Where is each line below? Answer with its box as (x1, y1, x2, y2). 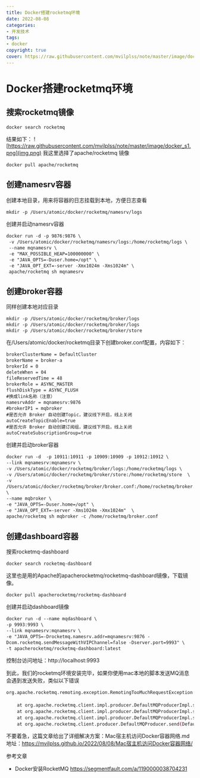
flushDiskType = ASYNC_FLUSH (6, 387, 79, 393)
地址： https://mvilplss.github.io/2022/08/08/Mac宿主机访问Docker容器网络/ (6, 740, 193, 747)
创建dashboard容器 (6, 531, 79, 542)
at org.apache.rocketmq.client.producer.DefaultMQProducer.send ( (17, 721, 183, 727)
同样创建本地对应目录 (6, 303, 58, 310)
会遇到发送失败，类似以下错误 (6, 677, 79, 684)
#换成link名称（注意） (6, 394, 55, 400)
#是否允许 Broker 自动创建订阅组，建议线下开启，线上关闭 (6, 424, 132, 430)
